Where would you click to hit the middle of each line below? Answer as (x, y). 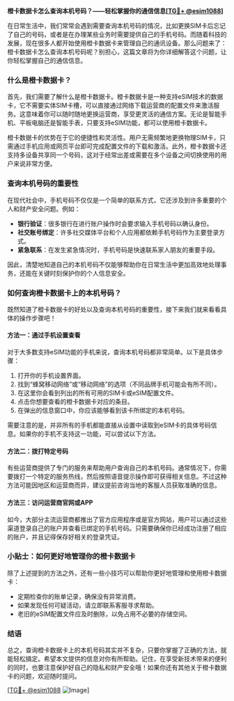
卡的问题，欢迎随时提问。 (44, 676)
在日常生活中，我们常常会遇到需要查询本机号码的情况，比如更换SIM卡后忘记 (117, 26)
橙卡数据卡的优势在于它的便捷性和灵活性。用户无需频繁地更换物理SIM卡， (114, 138)
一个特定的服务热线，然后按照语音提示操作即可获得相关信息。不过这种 (126, 477)
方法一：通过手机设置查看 (44, 335)
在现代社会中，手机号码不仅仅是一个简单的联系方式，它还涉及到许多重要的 (114, 200)
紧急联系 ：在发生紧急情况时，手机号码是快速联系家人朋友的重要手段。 (118, 249)
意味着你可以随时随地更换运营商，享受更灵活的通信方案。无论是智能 (123, 114)
